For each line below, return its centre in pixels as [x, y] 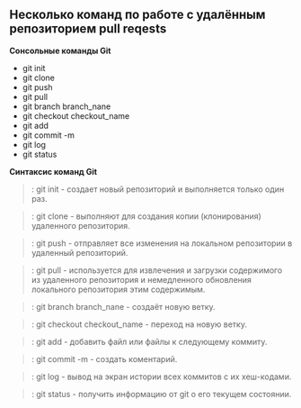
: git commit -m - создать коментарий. [104, 358]
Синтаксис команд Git [53, 171]
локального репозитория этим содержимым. [118, 289]
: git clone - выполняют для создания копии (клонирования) [146, 216]
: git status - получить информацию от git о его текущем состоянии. [161, 394]
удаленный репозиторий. [80, 252]
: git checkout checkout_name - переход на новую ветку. [139, 324]
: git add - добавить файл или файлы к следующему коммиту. [149, 341]
